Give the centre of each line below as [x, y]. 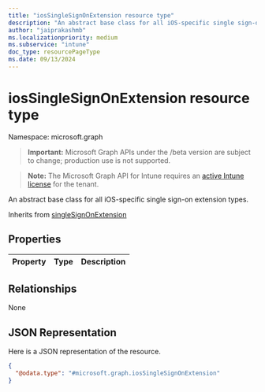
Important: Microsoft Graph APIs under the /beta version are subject [139, 152]
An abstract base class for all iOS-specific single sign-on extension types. [129, 199]
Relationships [43, 289]
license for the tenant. [63, 184]
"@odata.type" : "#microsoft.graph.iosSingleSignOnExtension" [118, 374]
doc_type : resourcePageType [54, 52]
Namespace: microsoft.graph [56, 137]
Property [29, 261]
